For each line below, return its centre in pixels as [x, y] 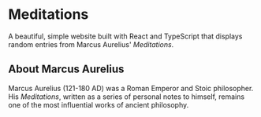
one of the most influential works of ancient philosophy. [99, 104]
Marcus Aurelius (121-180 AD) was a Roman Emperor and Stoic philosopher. [131, 88]
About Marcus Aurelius [66, 69]
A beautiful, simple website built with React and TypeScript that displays [125, 36]
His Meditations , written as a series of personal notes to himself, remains [127, 97]
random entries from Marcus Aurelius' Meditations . [91, 44]
